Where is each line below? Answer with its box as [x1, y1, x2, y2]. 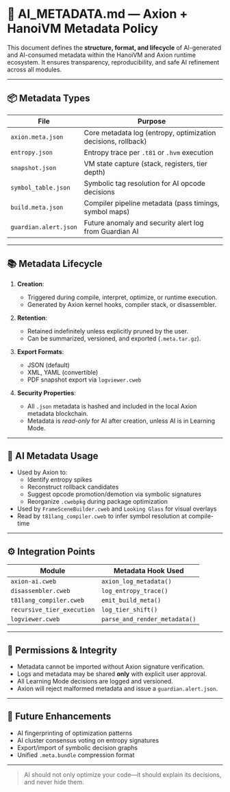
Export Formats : [16, 347, 64, 356]
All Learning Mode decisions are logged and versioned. [16, 677, 173, 685]
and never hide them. [23, 778, 84, 786]
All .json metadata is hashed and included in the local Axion [27, 401, 197, 410]
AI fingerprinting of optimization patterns [16, 729, 132, 737]
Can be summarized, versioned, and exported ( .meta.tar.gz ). [27, 334, 201, 342]
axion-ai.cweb [10, 578, 57, 585]
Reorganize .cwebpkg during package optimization [27, 498, 168, 506]
